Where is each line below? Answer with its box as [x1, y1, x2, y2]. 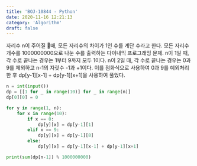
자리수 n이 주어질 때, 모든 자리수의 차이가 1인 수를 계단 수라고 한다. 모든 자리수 [6, 42, 189, 49]
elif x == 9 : [27, 127, 60, 133]
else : [27, 138, 41, 144]
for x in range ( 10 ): [17, 110, 67, 116]
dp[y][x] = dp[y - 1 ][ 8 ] [37, 132, 94, 139]
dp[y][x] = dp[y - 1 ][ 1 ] [37, 122, 94, 128]
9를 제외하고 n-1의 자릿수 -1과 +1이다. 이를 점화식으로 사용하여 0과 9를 [6, 64, 169, 71]
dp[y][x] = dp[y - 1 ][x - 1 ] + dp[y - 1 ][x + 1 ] [37, 144, 139, 149]
